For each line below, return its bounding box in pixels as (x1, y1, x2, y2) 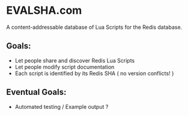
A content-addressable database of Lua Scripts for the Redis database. (6, 23, 183, 31)
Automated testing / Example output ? (14, 103, 109, 110)
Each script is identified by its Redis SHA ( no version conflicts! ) (14, 70, 174, 77)
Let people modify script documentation (14, 63, 115, 70)
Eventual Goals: (6, 87, 67, 97)
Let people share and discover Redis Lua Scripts (14, 56, 135, 64)
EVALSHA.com (6, 4, 82, 17)
